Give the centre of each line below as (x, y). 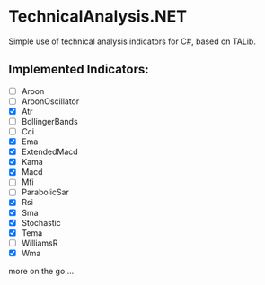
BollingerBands (49, 121)
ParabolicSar (45, 192)
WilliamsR (40, 243)
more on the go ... (41, 271)
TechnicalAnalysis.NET (98, 17)
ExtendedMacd (49, 152)
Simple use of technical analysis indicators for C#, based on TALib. (132, 41)
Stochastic (41, 222)
